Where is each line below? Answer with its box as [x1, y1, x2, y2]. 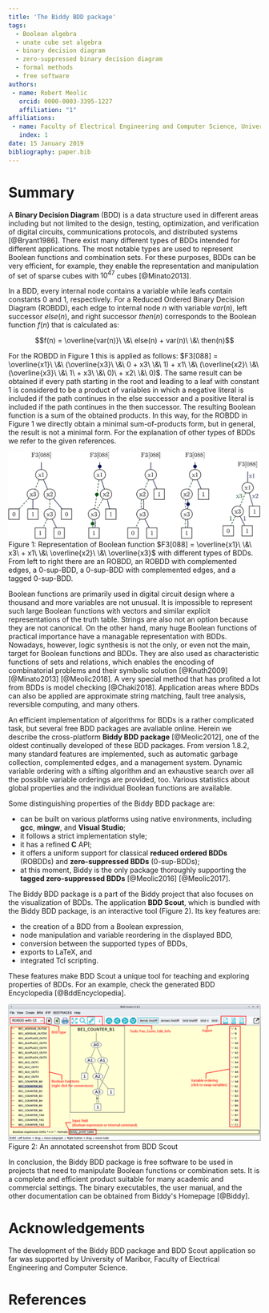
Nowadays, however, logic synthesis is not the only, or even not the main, [8, 640, 251, 650]
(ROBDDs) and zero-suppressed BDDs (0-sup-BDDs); [19, 857, 200, 867]
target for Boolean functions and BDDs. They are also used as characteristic [8, 649, 259, 659]
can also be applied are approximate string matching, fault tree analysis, [8, 691, 247, 701]
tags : [8, 21, 26, 30]
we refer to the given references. [8, 436, 117, 446]
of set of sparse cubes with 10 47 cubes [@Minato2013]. [8, 269, 192, 280]
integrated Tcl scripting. [19, 956, 98, 966]
